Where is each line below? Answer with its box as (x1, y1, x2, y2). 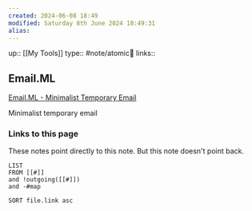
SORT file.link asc (8, 197, 74, 205)
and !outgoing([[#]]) (8, 176, 81, 184)
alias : (8, 26, 30, 34)
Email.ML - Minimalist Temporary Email (8, 93, 137, 102)
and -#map (8, 183, 42, 191)
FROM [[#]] (8, 169, 45, 177)
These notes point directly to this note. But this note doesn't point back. (8, 146, 244, 156)
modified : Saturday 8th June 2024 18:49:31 (8, 19, 156, 27)
